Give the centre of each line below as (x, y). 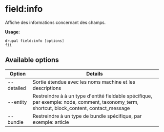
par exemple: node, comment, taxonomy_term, (86, 102)
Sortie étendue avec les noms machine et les (84, 82)
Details (95, 74)
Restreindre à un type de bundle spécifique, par (87, 116)
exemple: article (51, 122)
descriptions (47, 88)
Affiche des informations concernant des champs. (55, 22)
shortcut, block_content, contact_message (81, 108)
